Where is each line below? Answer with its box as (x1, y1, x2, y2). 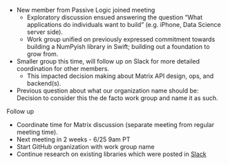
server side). (26, 28, 64, 36)
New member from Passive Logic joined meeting (16, 6, 155, 14)
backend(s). (26, 79, 61, 87)
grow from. (26, 50, 59, 58)
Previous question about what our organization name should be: (16, 86, 199, 95)
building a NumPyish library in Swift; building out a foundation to (26, 43, 210, 50)
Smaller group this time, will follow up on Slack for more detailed (16, 57, 200, 65)
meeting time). (16, 128, 58, 136)
